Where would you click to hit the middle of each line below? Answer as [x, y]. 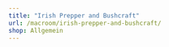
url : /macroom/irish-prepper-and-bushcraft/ [85, 23]
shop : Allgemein [36, 30]
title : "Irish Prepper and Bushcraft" [74, 16]
